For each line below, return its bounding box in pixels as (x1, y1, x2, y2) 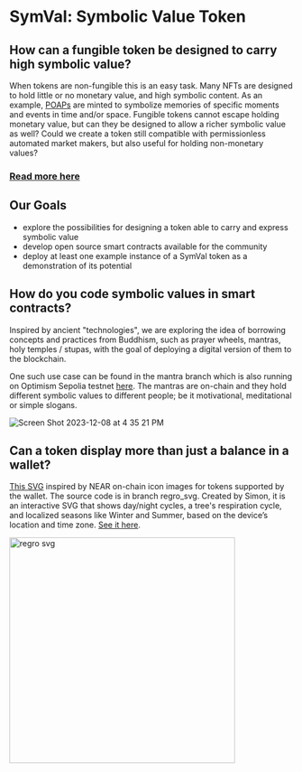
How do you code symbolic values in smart (9, 286, 255, 302)
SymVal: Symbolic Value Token (9, 6, 246, 27)
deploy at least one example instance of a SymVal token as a (22, 250, 248, 261)
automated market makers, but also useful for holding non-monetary (9, 138, 264, 148)
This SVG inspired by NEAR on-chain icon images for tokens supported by (9, 481, 285, 492)
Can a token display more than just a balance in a (9, 442, 289, 458)
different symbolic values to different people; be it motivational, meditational (9, 390, 292, 401)
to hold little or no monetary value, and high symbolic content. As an (9, 90, 263, 100)
